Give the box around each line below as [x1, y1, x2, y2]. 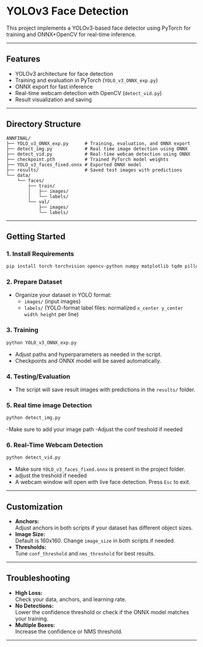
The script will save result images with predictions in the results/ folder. [14, 386, 196, 393]
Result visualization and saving [14, 96, 92, 103]
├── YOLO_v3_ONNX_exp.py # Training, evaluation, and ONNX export [6, 141, 190, 147]
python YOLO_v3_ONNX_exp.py [6, 339, 77, 346]
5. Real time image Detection [6, 401, 92, 410]
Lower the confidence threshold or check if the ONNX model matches [14, 608, 189, 615]
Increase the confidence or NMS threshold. [14, 628, 123, 635]
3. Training [6, 326, 39, 334]
